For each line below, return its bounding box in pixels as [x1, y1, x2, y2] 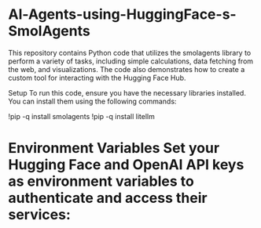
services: [8, 206, 71, 224]
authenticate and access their [8, 190, 208, 207]
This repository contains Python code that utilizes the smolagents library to [8, 48, 252, 57]
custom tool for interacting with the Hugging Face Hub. [8, 73, 186, 82]
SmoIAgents [8, 22, 90, 40]
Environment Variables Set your [8, 139, 220, 157]
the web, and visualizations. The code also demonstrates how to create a [8, 64, 245, 74]
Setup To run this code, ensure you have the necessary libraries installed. [8, 88, 246, 97]
